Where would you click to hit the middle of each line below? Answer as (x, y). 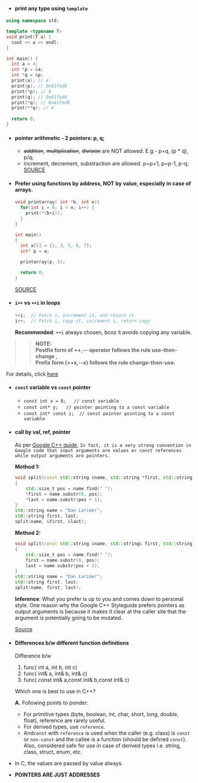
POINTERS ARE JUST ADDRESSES (57, 775)
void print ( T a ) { (29, 37)
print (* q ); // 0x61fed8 (40, 103)
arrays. (24, 190)
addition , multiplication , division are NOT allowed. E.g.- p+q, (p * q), (106, 151)
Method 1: (27, 467)
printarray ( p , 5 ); (43, 262)
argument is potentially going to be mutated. (69, 618)
